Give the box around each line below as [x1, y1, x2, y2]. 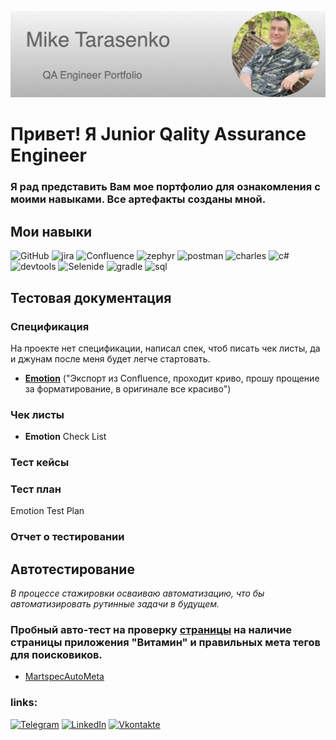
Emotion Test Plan [10, 505, 85, 517]
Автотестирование [10, 561, 135, 578]
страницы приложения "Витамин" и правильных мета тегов [10, 636, 322, 650]
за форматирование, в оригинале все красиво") [24, 382, 232, 395]
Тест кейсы [10, 456, 70, 470]
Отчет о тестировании [10, 530, 125, 544]
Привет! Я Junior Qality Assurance [10, 123, 307, 146]
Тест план [10, 482, 62, 496]
